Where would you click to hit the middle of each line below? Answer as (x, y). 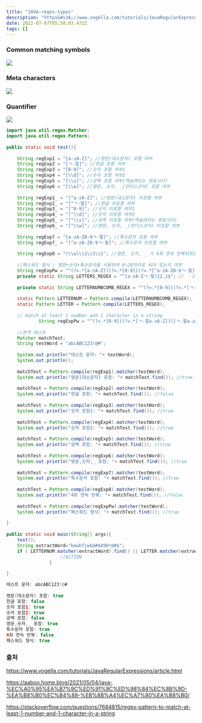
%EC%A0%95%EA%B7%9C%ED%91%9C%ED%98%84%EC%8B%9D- (97, 689)
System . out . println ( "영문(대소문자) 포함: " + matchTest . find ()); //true (105, 377)
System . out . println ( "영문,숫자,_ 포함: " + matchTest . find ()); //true (102, 461)
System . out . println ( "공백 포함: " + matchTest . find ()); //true (94, 445)
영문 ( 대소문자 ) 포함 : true (35, 596)
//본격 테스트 (32, 333)
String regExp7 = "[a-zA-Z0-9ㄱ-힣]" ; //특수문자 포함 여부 (87, 237)
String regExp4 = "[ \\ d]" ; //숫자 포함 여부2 (71, 176)
